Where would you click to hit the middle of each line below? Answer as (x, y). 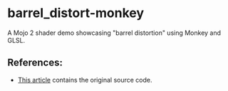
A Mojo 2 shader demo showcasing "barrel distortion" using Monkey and (114, 33)
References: (35, 63)
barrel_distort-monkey (76, 13)
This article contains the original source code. (85, 80)
